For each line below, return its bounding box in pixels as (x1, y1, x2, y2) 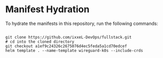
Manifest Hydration (5, 4, 90, 15)
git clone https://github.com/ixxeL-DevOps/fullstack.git (5, 35, 132, 40)
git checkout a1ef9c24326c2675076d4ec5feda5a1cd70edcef (5, 43, 127, 49)
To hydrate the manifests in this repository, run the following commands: (5, 20, 158, 26)
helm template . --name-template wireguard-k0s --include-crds (5, 48, 144, 53)
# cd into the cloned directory (5, 39, 74, 44)
